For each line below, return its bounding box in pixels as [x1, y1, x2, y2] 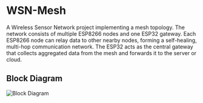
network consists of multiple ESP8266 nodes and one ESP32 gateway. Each [6, 30, 196, 37]
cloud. [6, 56, 22, 63]
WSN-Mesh [6, 4, 67, 18]
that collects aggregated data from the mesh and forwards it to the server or [6, 49, 197, 56]
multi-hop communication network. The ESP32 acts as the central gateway [6, 43, 194, 50]
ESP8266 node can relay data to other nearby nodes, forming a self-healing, [6, 36, 197, 44]
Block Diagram [6, 73, 62, 84]
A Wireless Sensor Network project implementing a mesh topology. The [6, 24, 185, 31]
